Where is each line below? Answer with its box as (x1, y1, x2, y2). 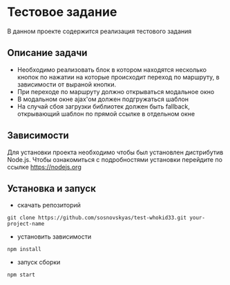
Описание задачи (7, 47, 88, 59)
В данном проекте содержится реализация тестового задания (7, 27, 192, 35)
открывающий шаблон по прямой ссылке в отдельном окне (17, 109, 195, 118)
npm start (7, 271, 36, 279)
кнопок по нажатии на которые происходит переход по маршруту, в (17, 73, 220, 81)
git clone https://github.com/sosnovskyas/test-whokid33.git (7, 214, 187, 221)
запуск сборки (17, 258, 61, 266)
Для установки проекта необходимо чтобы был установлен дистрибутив (7, 148, 224, 156)
